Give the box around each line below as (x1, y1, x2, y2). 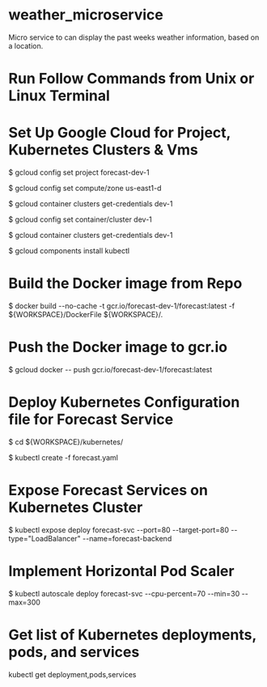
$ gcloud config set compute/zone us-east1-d (8, 184, 162, 193)
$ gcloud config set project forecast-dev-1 (8, 168, 150, 177)
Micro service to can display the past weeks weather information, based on (8, 32, 260, 42)
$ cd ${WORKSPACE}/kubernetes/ (8, 437, 124, 447)
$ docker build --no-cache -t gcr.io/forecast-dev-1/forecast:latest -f (8, 301, 235, 311)
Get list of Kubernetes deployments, (8, 626, 256, 644)
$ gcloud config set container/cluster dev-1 (8, 214, 152, 224)
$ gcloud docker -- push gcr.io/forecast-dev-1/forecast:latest (8, 364, 213, 374)
